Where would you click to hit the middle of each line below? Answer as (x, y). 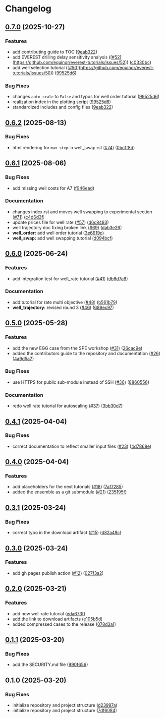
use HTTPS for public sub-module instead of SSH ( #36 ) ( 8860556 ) (81, 382)
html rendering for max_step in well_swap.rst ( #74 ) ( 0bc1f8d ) (74, 147)
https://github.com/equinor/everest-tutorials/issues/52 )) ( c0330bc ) (83, 62)
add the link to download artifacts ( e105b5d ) (57, 619)
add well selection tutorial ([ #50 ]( (46, 67)
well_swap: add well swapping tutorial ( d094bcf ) (62, 238)
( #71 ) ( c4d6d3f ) (28, 217)
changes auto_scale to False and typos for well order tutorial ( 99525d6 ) (86, 97)
